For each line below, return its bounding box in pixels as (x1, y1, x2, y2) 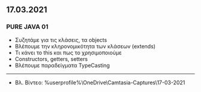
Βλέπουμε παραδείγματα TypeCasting (14, 62, 110, 69)
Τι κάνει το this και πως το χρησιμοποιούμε (14, 49, 122, 56)
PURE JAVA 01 (6, 23, 49, 31)
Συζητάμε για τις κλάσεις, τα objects (14, 36, 108, 44)
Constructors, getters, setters (14, 55, 88, 62)
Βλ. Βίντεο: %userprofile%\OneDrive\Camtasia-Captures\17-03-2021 (14, 79, 185, 86)
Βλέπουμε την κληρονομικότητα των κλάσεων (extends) (14, 42, 156, 50)
